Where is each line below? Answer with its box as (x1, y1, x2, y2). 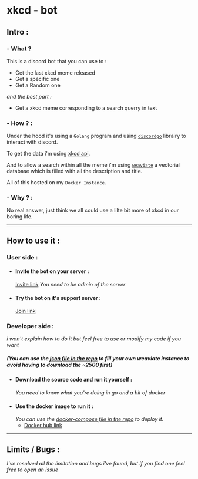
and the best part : (6, 93, 52, 100)
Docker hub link (24, 422, 62, 429)
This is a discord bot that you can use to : (6, 58, 107, 65)
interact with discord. (6, 139, 58, 146)
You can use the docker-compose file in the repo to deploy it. (15, 416, 164, 423)
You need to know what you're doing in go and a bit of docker (15, 389, 166, 396)
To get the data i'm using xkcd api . (6, 150, 90, 157)
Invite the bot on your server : (15, 268, 89, 275)
